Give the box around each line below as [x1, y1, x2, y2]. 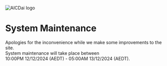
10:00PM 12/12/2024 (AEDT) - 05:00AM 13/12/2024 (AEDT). [5, 55, 130, 61]
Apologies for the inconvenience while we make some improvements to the [5, 39, 162, 45]
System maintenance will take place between [5, 50, 100, 56]
